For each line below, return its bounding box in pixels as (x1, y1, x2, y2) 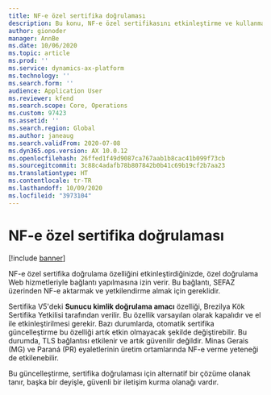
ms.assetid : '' (8, 117, 60, 125)
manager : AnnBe (8, 34, 60, 43)
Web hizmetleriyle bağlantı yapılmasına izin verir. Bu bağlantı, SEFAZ (8, 277, 236, 287)
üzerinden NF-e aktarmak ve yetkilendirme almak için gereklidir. (8, 285, 221, 295)
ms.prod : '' (8, 57, 48, 65)
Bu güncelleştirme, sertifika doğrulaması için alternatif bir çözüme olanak (8, 368, 252, 378)
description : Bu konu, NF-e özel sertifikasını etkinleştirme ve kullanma (8, 19, 265, 27)
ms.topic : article (8, 49, 70, 57)
